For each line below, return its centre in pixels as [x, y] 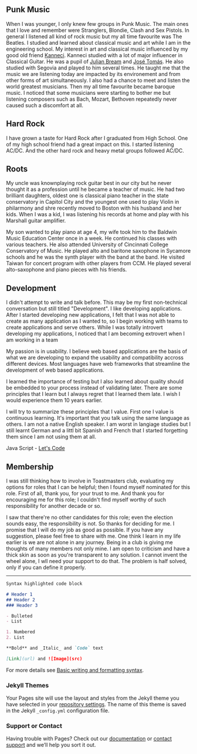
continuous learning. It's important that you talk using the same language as [98, 418]
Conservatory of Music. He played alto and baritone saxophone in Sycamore [98, 251]
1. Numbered [21, 632]
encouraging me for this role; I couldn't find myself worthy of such [86, 500]
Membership [30, 467]
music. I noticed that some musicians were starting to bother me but [89, 92]
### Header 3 [22, 605]
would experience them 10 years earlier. [54, 401]
